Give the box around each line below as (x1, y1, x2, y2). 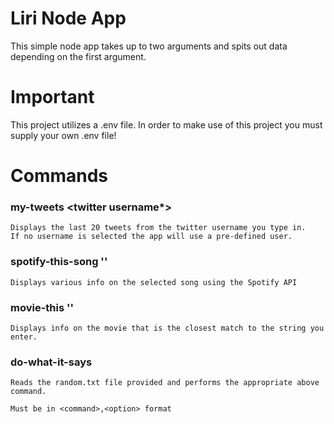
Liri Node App (10, 7, 127, 30)
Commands (10, 165, 109, 187)
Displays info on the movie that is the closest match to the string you (10, 323, 325, 333)
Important (10, 86, 95, 109)
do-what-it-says (10, 355, 93, 369)
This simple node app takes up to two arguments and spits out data (10, 40, 288, 52)
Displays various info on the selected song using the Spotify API (10, 277, 298, 287)
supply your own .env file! (10, 129, 117, 141)
